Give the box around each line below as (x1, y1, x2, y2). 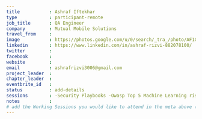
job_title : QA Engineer (6, 20, 85, 26)
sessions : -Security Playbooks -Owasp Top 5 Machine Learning (6, 93, 187, 99)
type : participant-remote (6, 14, 103, 20)
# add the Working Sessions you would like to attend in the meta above (6, 103, 192, 110)
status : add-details (6, 87, 85, 93)
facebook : (6, 53, 52, 59)
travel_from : (6, 31, 52, 37)
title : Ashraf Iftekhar (6, 8, 96, 15)
